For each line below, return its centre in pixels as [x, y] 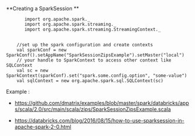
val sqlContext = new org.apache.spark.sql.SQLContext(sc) [90, 81]
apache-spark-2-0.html [43, 127]
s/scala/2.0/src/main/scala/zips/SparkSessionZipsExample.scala [93, 109]
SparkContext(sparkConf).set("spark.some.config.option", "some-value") [97, 76]
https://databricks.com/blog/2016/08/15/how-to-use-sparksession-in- [99, 120]
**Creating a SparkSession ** [42, 8]
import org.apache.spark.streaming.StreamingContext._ [93, 29]
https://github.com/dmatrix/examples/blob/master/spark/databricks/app [102, 103]
